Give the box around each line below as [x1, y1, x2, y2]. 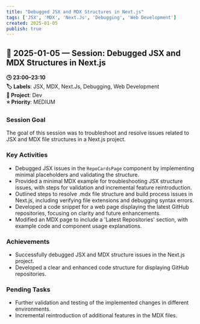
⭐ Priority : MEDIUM [6, 98, 55, 106]
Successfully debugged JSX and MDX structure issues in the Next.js [14, 251, 185, 258]
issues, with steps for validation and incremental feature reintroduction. [14, 183, 192, 191]
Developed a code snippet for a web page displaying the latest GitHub [14, 203, 190, 210]
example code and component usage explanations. [14, 222, 142, 229]
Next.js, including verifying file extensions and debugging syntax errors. [14, 197, 194, 204]
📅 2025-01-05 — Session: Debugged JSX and [6, 48, 181, 58]
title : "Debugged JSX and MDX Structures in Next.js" [6, 8, 145, 15]
